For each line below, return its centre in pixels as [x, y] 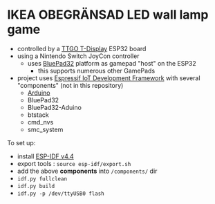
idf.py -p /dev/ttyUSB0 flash [61, 194]
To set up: [21, 142]
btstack [38, 115]
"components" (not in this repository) [70, 85]
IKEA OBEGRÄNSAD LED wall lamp [108, 15]
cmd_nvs [40, 122]
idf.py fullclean [42, 179]
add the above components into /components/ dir [87, 171]
